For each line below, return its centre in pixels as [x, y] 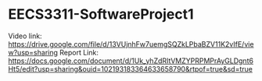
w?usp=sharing [33, 52]
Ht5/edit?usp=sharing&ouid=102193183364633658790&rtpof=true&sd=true [130, 69]
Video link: [25, 36]
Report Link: [79, 52]
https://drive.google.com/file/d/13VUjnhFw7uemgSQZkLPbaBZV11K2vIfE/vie [131, 44]
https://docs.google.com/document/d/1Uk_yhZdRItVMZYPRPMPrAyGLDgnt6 [131, 61]
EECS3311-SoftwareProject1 [101, 14]
